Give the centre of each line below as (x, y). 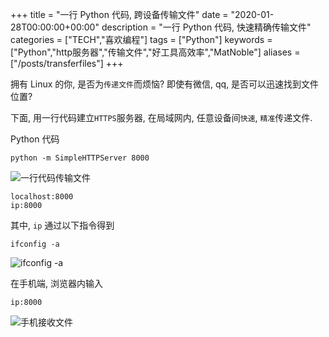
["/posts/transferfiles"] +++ (67, 63)
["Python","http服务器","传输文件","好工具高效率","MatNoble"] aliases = (155, 52)
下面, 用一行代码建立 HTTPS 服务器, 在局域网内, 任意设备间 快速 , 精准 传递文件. (161, 117)
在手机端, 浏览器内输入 (56, 283)
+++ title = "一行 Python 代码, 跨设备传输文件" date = (119, 14)
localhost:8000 (42, 197)
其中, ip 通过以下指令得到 (62, 225)
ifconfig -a (35, 244)
